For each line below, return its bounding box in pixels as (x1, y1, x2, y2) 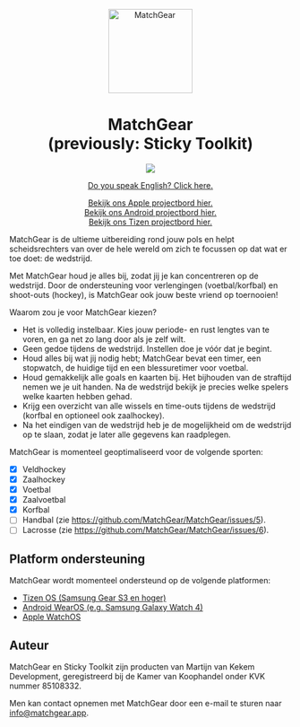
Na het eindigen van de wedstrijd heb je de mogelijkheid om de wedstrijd (21, 419, 292, 430)
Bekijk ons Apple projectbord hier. (88, 197, 213, 208)
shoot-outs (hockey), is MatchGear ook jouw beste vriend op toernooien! (9, 289, 279, 300)
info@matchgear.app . (9, 707, 90, 718)
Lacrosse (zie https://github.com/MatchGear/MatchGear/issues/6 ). (21, 525, 270, 536)
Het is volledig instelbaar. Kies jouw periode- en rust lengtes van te (21, 324, 270, 335)
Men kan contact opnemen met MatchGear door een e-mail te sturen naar (9, 698, 282, 708)
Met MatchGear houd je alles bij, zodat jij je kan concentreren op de (9, 270, 259, 281)
